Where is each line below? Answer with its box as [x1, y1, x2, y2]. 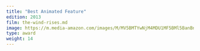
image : [6, 25, 23, 31]
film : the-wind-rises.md [6, 19, 68, 25]
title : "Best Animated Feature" [6, 8, 86, 15]
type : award [6, 30, 36, 36]
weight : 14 [6, 36, 33, 42]
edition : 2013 [6, 14, 42, 20]
